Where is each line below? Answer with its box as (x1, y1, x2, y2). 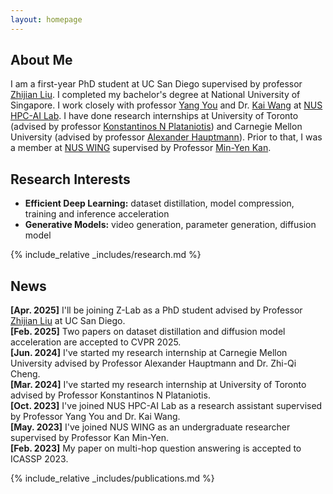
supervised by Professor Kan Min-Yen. (10, 432, 170, 444)
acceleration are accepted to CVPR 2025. (10, 336, 182, 348)
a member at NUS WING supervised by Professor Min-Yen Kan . (10, 142, 272, 154)
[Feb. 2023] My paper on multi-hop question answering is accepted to (10, 442, 302, 455)
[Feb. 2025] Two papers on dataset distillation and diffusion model (10, 326, 286, 338)
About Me (10, 52, 73, 69)
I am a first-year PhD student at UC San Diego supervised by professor (10, 78, 303, 90)
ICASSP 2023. (10, 453, 69, 465)
